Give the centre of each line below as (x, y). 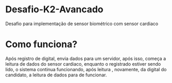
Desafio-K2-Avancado (54, 9)
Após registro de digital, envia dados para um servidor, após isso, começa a (86, 58)
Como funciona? (41, 44)
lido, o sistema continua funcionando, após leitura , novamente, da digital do (86, 69)
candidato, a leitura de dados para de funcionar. (56, 75)
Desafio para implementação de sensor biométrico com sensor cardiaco (82, 24)
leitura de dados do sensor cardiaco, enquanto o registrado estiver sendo (83, 64)
